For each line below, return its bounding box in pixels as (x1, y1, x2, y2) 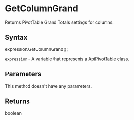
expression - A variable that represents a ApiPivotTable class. (5, 56, 129, 62)
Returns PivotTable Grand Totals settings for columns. (5, 19, 114, 25)
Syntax (5, 33, 27, 42)
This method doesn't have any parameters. (5, 83, 92, 89)
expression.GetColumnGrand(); (5, 46, 68, 52)
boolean (5, 110, 22, 116)
